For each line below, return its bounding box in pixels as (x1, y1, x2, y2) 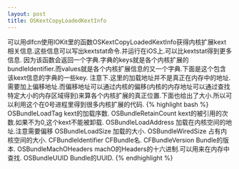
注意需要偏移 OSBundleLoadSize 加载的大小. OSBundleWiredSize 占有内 (15, 126, 228, 135)
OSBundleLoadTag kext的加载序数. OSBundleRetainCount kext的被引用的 (7, 108, 223, 118)
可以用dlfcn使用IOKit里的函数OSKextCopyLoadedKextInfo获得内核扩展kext (7, 37, 227, 46)
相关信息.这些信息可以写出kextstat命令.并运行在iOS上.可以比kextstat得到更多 (7, 46, 233, 55)
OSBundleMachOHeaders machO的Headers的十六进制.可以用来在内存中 (16, 144, 230, 153)
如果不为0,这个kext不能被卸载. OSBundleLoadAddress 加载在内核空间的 (15, 118, 226, 126)
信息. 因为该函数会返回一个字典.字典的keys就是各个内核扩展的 (7, 55, 189, 64)
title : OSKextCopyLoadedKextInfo (7, 17, 107, 24)
